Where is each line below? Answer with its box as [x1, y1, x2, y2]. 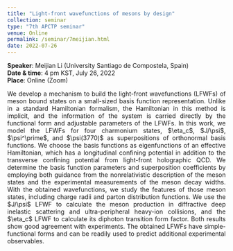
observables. [7, 237, 45, 245]
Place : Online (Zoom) [7, 76, 68, 84]
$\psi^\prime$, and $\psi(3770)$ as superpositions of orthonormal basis [7, 134, 226, 142]
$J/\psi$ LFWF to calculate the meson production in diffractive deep [7, 200, 226, 208]
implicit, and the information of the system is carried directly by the [7, 112, 226, 120]
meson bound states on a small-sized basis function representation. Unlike [7, 97, 226, 105]
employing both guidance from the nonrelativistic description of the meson [7, 171, 226, 179]
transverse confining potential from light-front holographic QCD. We [7, 156, 226, 164]
